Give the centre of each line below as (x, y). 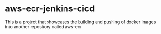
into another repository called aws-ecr (43, 26)
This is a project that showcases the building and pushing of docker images (80, 22)
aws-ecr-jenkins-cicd (50, 9)
